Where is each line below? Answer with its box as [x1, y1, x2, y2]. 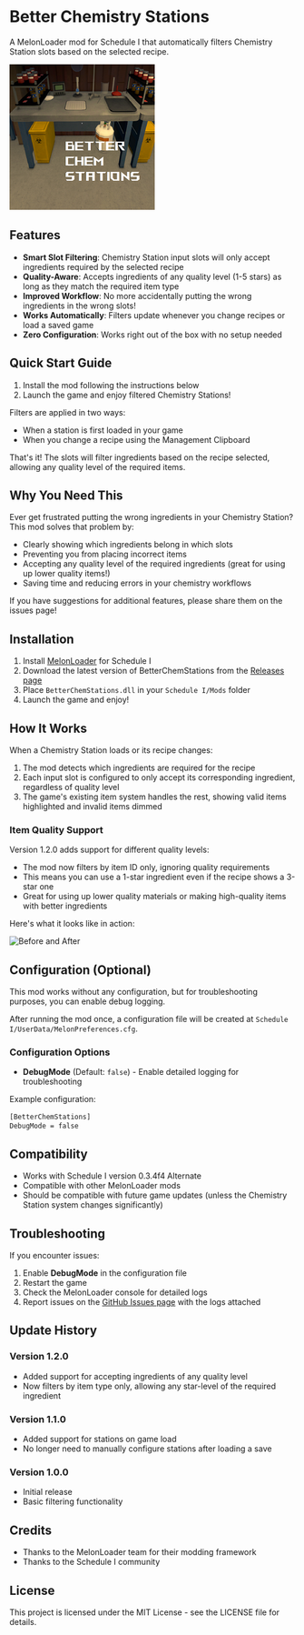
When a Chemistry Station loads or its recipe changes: [9, 745, 213, 756]
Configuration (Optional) [9, 962, 152, 978]
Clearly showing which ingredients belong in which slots [22, 539, 233, 550]
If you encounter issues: [9, 1250, 100, 1261]
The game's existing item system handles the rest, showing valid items [22, 791, 288, 802]
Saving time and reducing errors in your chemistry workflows [22, 577, 252, 588]
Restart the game [22, 1278, 88, 1289]
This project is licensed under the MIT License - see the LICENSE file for [9, 1607, 279, 1618]
